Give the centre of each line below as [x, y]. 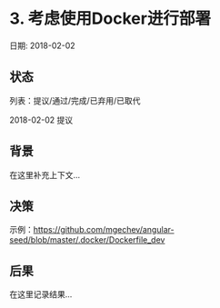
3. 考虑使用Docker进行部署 [110, 19]
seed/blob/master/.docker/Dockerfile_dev [87, 240]
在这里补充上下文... [45, 174]
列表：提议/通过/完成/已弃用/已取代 [75, 100]
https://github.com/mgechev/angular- [104, 230]
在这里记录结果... [41, 294]
